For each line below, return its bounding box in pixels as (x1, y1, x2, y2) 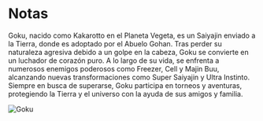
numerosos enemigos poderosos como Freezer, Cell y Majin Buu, (8, 64, 220, 73)
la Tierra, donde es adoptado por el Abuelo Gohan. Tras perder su (8, 38, 222, 48)
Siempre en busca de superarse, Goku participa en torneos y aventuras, (8, 80, 243, 90)
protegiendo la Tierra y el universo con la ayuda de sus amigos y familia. (8, 89, 243, 98)
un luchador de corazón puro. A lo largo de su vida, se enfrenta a (8, 56, 220, 65)
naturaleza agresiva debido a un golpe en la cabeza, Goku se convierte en (8, 47, 250, 57)
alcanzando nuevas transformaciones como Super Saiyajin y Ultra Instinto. (8, 72, 250, 82)
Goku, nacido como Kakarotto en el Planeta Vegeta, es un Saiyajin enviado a (8, 31, 256, 40)
